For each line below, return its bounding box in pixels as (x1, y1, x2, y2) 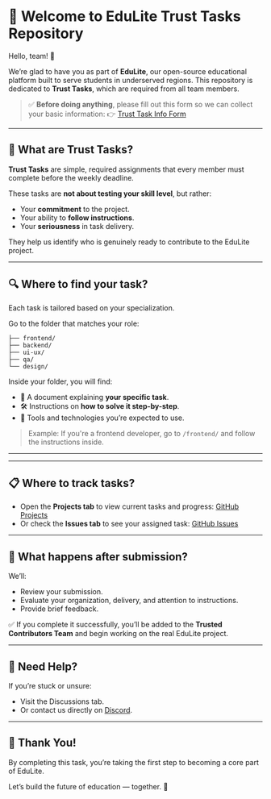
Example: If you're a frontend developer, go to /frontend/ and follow (27, 428, 256, 438)
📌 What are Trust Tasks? (8, 143, 134, 156)
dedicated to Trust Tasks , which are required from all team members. (8, 84, 240, 94)
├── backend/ (8, 341, 52, 349)
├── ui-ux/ (8, 348, 45, 356)
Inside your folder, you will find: (8, 377, 113, 386)
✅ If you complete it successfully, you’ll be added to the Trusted (8, 620, 223, 630)
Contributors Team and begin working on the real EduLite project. (8, 629, 228, 639)
